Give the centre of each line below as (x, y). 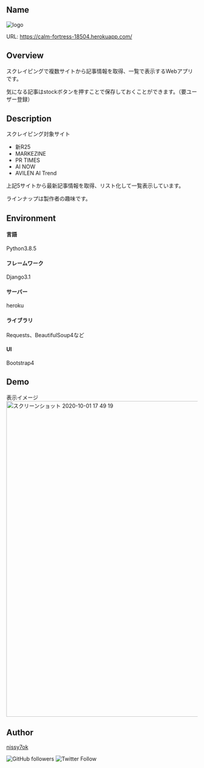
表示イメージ (22, 397)
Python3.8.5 (22, 248)
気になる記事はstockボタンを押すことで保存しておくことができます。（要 (97, 91)
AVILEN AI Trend (36, 173)
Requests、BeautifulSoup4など (45, 335)
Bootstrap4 (20, 363)
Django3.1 (19, 277)
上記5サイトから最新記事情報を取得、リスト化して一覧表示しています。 (95, 186)
